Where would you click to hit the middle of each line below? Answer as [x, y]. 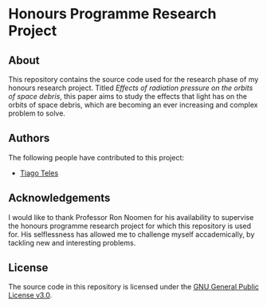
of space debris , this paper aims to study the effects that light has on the [128, 96]
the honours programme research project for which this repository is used [130, 226]
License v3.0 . [30, 295]
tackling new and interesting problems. [72, 242]
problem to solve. [37, 113]
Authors [29, 138]
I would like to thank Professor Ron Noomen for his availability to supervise [131, 217]
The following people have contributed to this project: [96, 157]
